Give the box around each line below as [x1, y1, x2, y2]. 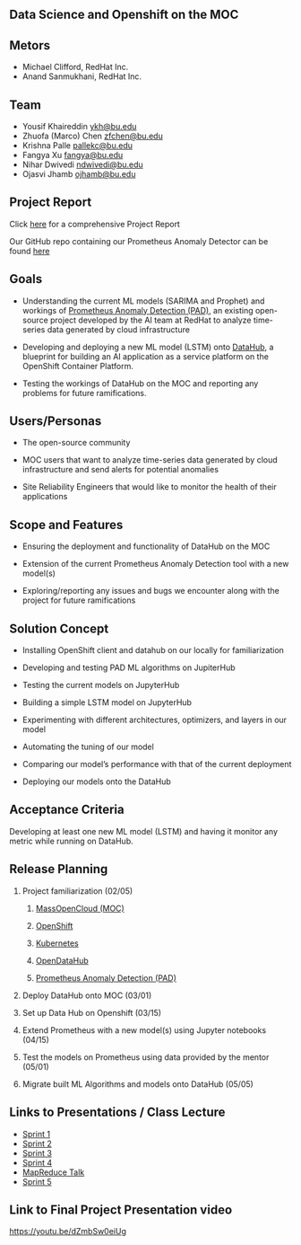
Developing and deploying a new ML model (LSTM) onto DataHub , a [21, 341, 274, 352]
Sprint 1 [21, 1128, 51, 1139]
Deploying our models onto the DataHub [21, 776, 172, 787]
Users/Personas [9, 413, 102, 429]
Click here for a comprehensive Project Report [9, 218, 181, 229]
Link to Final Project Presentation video [9, 1202, 233, 1217]
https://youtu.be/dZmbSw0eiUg [9, 1226, 127, 1237]
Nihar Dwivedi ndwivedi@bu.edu [21, 159, 143, 170]
